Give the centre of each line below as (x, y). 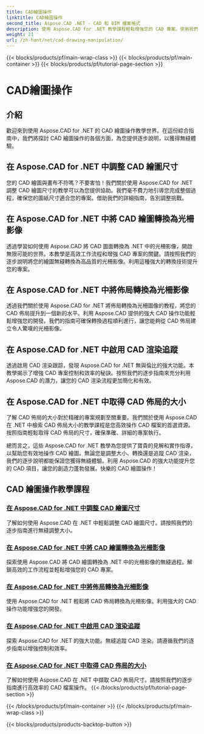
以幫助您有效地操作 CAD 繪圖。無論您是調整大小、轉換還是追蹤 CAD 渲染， (100, 453)
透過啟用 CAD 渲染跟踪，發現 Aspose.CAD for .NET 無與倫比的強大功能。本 (100, 365)
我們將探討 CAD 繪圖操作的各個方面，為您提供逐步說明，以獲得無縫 (107, 138)
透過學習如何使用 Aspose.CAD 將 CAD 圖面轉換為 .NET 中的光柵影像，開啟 (100, 246)
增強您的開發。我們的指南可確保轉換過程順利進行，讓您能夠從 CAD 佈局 (101, 321)
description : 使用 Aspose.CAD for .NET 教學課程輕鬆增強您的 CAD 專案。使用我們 (102, 29)
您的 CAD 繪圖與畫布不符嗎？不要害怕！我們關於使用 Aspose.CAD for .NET (100, 183)
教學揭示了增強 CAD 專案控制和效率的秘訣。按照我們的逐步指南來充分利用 (99, 373)
